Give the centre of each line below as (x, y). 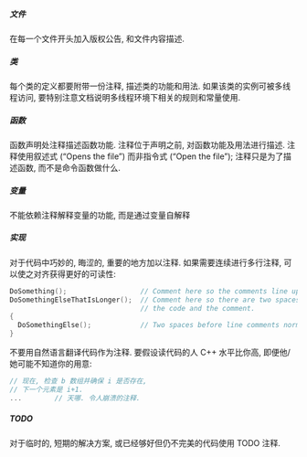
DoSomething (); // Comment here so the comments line (148, 291)
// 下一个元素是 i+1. (47, 389)
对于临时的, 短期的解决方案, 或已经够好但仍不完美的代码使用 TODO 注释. (145, 442)
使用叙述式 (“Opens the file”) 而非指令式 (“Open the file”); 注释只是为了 (150, 156)
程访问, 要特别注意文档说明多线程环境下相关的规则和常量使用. (125, 97)
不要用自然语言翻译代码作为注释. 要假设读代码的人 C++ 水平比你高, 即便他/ (150, 353)
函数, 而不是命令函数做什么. (69, 167)
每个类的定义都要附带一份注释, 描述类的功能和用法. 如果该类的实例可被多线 (150, 86)
